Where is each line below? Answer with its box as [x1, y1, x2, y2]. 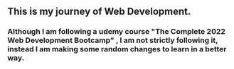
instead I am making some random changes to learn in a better [7, 44, 227, 54]
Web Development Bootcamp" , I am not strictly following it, [7, 35, 218, 45]
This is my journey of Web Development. [7, 6, 191, 18]
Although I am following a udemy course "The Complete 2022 [7, 27, 226, 37]
